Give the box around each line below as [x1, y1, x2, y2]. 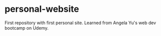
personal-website [4, 3, 80, 15]
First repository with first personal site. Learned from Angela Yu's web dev [4, 20, 157, 26]
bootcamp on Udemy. [4, 25, 49, 31]
